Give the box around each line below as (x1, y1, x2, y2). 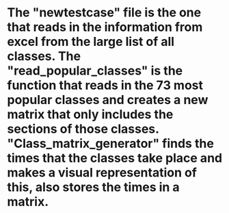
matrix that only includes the (7, 107, 174, 123)
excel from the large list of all (7, 34, 175, 49)
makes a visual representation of (7, 165, 197, 181)
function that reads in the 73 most (7, 77, 204, 93)
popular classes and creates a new (7, 92, 208, 108)
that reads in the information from (7, 19, 203, 35)
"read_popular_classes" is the (7, 63, 183, 79)
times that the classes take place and (7, 151, 223, 166)
